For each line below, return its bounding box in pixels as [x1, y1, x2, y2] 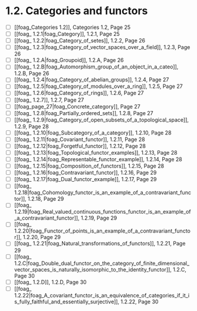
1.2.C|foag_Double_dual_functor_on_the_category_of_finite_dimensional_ [14, 260, 190, 267]
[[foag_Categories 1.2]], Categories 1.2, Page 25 [14, 24, 131, 31]
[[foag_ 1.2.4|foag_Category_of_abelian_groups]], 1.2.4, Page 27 [14, 76, 169, 83]
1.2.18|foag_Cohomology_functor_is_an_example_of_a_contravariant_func [14, 189, 191, 196]
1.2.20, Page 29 [22, 234, 61, 241]
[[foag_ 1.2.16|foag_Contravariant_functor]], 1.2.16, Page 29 [14, 169, 157, 176]
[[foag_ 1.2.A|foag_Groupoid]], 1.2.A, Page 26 [14, 57, 124, 64]
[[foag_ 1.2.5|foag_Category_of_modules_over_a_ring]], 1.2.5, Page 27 [14, 83, 183, 90]
